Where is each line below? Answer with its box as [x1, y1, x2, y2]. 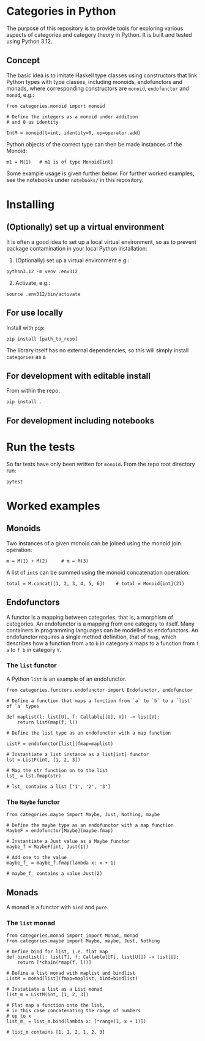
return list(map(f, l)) [17, 719, 78, 725]
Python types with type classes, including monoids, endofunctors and [6, 78, 182, 85]
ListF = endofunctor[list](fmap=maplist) [6, 740, 114, 747]
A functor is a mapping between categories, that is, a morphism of [6, 613, 173, 621]
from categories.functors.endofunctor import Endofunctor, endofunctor [6, 687, 193, 693]
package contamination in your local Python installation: [6, 244, 147, 252]
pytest [6, 479, 23, 485]
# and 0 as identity [6, 119, 59, 125]
